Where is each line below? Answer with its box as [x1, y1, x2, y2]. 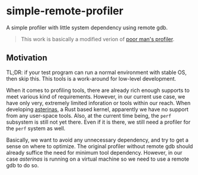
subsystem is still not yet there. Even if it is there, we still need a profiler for [6, 118, 191, 125]
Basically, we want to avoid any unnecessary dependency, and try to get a [6, 136, 189, 143]
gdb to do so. [6, 161, 39, 168]
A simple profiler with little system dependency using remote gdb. [6, 24, 168, 31]
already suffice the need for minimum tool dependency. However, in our [6, 149, 182, 156]
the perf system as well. [6, 124, 66, 132]
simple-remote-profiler [6, 4, 123, 18]
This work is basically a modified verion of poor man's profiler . [20, 35, 175, 42]
